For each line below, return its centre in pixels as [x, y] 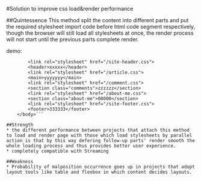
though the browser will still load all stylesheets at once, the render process [100, 33]
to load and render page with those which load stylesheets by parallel [99, 135]
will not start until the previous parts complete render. [73, 39]
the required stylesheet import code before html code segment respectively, [101, 27]
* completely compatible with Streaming [58, 151]
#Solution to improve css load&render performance [70, 9]
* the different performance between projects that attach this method [98, 130]
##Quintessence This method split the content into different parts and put [97, 20]
